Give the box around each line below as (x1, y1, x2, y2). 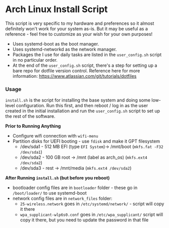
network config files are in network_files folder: (12, 196, 112, 202)
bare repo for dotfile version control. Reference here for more (12, 67, 140, 74)
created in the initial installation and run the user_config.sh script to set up (5, 108, 160, 114)
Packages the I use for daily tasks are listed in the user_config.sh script (12, 52, 162, 58)
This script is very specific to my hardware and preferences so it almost (5, 20, 154, 26)
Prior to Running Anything (5, 123, 61, 129)
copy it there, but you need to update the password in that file (20, 217, 149, 223)
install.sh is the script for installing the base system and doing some (5, 97, 150, 103)
